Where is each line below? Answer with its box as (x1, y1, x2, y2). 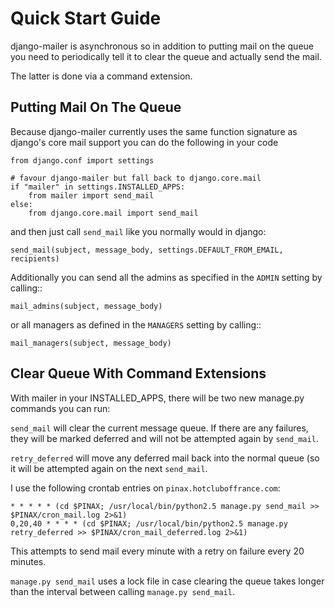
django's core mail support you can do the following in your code (10, 136, 279, 148)
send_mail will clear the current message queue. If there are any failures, (10, 422, 309, 434)
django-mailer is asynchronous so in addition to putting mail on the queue (10, 40, 315, 52)
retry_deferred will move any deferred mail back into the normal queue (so (10, 452, 320, 464)
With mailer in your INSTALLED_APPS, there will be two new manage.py (10, 392, 305, 404)
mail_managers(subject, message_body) (10, 338, 172, 348)
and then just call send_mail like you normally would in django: (10, 225, 267, 237)
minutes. (10, 555, 47, 567)
